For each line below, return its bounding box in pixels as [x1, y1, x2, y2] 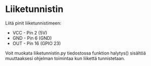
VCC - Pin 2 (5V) [12, 29, 47, 35]
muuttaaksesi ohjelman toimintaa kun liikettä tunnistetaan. [5, 55, 125, 61]
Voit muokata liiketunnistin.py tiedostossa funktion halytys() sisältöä [5, 50, 146, 56]
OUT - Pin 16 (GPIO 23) [12, 40, 61, 46]
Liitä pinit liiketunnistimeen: [5, 20, 62, 26]
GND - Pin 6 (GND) [12, 35, 52, 41]
